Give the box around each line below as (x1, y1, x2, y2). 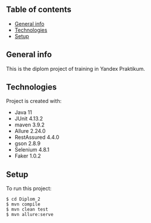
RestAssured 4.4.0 (14, 134, 60, 141)
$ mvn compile (6, 201, 41, 207)
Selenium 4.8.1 (14, 146, 50, 153)
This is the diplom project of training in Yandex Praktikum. (6, 65, 145, 72)
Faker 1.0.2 (14, 152, 41, 160)
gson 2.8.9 (14, 140, 41, 147)
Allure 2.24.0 (14, 128, 46, 135)
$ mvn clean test (6, 207, 49, 212)
